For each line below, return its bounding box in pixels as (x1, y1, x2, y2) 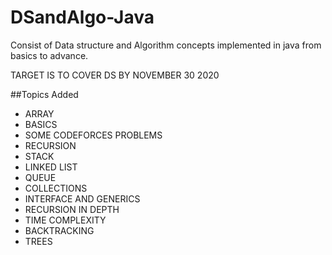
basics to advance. (10, 49, 89, 61)
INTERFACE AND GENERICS (24, 192, 141, 205)
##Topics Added (10, 88, 79, 100)
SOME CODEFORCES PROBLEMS (24, 129, 163, 141)
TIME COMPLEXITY (24, 214, 107, 226)
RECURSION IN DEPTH (24, 203, 120, 215)
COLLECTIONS (24, 182, 88, 194)
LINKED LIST (24, 161, 78, 173)
